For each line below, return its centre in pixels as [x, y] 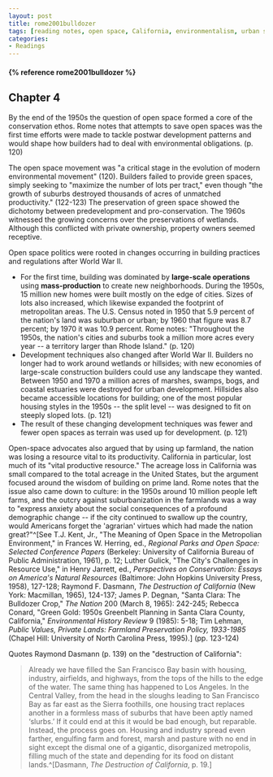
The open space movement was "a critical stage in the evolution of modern [134, 167]
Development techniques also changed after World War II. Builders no [136, 354]
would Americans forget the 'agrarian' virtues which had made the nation [131, 526]
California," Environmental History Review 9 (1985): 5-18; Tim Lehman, [126, 621]
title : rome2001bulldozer [52, 24]
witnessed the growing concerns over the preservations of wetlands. [124, 219]
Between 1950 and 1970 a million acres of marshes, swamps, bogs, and [140, 380]
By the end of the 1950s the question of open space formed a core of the [131, 117]
